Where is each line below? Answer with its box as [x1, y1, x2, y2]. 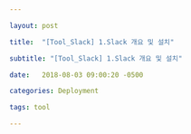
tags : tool [9, 103, 51, 112]
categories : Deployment [9, 87, 100, 96]
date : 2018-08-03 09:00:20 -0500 [9, 70, 144, 80]
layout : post [9, 21, 59, 30]
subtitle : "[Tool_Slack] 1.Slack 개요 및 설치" [9, 53, 183, 63]
